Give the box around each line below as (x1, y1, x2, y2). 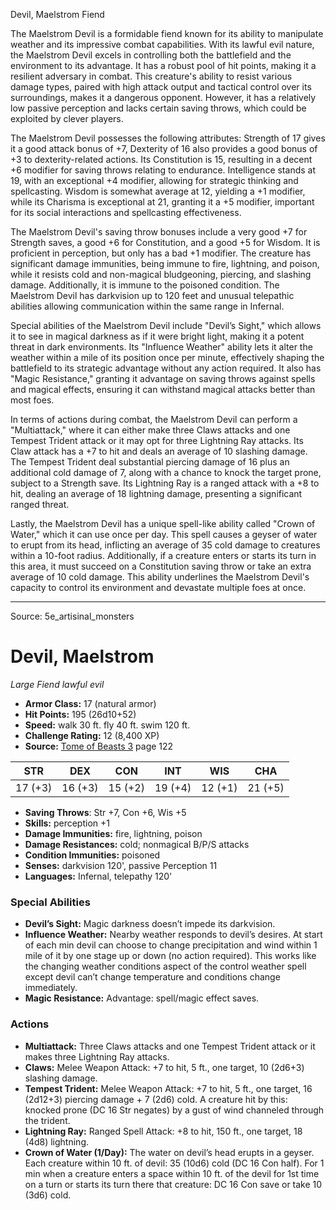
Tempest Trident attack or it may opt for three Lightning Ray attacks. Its (10, 435, 304, 446)
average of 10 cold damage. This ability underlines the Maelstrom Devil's (10, 571, 310, 583)
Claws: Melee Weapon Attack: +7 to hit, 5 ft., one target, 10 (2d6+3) (24, 1061, 305, 1073)
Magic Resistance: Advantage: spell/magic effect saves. (24, 992, 260, 1004)
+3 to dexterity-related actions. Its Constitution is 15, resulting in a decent (10, 154, 313, 165)
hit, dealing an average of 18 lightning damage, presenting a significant (10, 488, 303, 499)
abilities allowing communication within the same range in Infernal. (10, 300, 285, 312)
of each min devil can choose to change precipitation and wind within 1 (24, 939, 318, 951)
